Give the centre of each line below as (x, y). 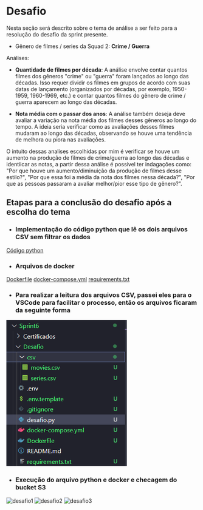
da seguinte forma (43, 310)
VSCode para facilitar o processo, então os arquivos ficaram (106, 302)
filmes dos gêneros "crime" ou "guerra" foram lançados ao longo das (102, 76)
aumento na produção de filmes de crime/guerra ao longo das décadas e (98, 158)
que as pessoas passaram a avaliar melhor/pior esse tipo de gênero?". (94, 183)
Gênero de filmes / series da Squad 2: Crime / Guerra (82, 46)
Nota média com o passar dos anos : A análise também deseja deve (100, 114)
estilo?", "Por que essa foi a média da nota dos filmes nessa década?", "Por (101, 177)
